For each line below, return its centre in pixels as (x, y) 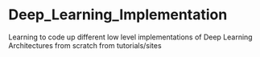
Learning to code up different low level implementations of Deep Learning (130, 37)
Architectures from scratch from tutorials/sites (85, 45)
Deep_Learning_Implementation (118, 15)
